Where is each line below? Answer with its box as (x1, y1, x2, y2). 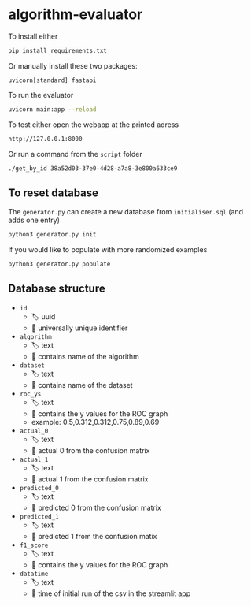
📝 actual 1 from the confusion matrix (31, 474, 149, 484)
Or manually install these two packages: (8, 61, 138, 70)
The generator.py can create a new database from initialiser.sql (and (8, 207, 244, 217)
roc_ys (19, 390, 42, 398)
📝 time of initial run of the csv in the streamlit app (31, 589, 191, 598)
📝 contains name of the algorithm (31, 351, 140, 361)
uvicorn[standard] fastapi (8, 76, 97, 84)
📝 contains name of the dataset (31, 380, 133, 389)
